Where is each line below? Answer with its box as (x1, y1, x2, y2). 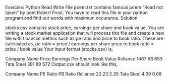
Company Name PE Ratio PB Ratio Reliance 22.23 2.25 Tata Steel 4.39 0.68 (5, 71, 162, 77)
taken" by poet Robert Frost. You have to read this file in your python (5, 10, 148, 16)
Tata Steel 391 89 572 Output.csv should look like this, (5, 61, 118, 67)
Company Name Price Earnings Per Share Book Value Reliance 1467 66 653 (5, 56, 163, 62)
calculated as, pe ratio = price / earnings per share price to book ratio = (5, 41, 154, 47)
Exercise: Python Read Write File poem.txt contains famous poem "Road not (5, 5, 163, 10)
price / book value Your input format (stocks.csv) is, (5, 46, 114, 52)
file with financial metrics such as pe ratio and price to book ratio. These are (5, 35, 163, 41)
